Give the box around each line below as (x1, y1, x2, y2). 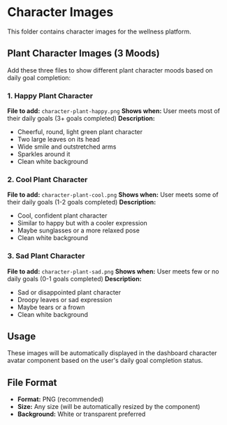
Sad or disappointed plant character (17, 288, 122, 297)
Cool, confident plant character (17, 211, 108, 220)
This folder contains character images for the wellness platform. (7, 27, 192, 36)
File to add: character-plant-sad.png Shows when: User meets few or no (7, 267, 219, 276)
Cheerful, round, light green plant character (17, 128, 143, 136)
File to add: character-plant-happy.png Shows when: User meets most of (7, 107, 220, 115)
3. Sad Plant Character (7, 251, 85, 261)
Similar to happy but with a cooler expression (17, 219, 148, 228)
